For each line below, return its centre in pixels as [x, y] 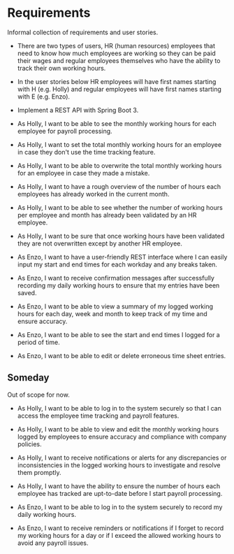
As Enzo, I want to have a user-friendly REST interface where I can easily [122, 257]
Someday [29, 378]
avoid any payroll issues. [53, 543]
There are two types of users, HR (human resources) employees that [116, 45]
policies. [29, 444]
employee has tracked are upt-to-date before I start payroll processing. [120, 493]
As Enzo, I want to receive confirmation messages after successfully [116, 278]
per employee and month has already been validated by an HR [107, 215]
